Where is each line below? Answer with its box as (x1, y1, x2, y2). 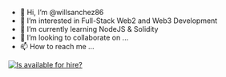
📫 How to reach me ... (19, 42, 95, 51)
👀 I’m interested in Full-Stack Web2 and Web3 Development (19, 16, 218, 25)
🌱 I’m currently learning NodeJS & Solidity (19, 25, 159, 33)
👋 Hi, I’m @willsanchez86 (19, 8, 104, 17)
